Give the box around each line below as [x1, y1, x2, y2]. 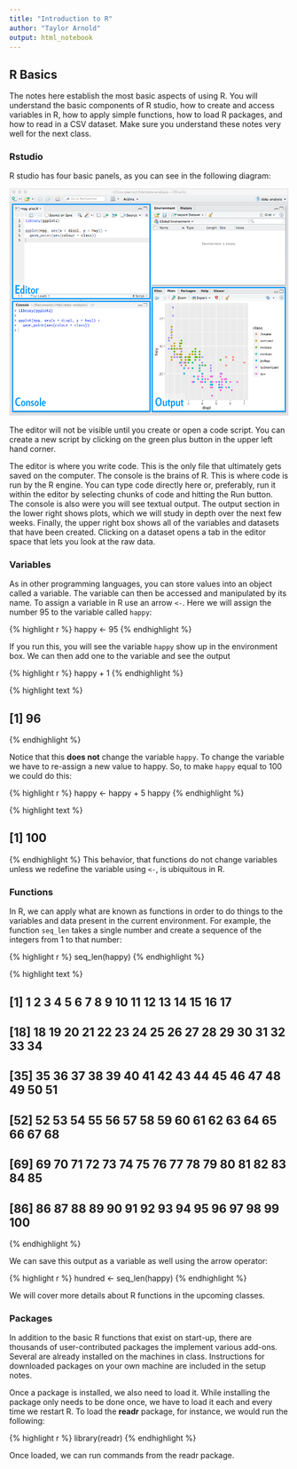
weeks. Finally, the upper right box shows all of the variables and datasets [9, 517, 279, 528]
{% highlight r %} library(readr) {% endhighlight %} [9, 1433, 197, 1443]
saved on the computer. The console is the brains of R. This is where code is [9, 470, 289, 480]
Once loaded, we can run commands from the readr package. [9, 1450, 235, 1461]
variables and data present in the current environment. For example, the [9, 916, 272, 926]
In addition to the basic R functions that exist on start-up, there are [9, 1332, 253, 1343]
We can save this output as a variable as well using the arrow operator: [9, 1255, 269, 1266]
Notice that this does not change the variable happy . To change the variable [9, 751, 285, 763]
